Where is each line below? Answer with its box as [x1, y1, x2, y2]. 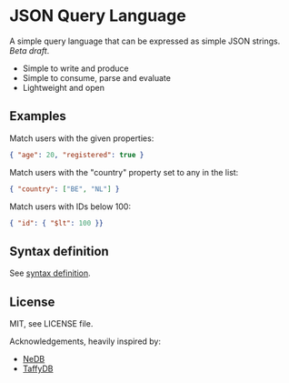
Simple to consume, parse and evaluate [22, 72, 171, 83]
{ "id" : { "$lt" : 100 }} [9, 218, 104, 227]
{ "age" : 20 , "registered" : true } [9, 150, 144, 159]
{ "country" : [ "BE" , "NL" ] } [9, 184, 120, 194]
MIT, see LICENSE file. [9, 318, 94, 328]
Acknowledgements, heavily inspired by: [9, 336, 162, 347]
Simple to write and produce [22, 63, 129, 74]
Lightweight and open [22, 82, 105, 93]
